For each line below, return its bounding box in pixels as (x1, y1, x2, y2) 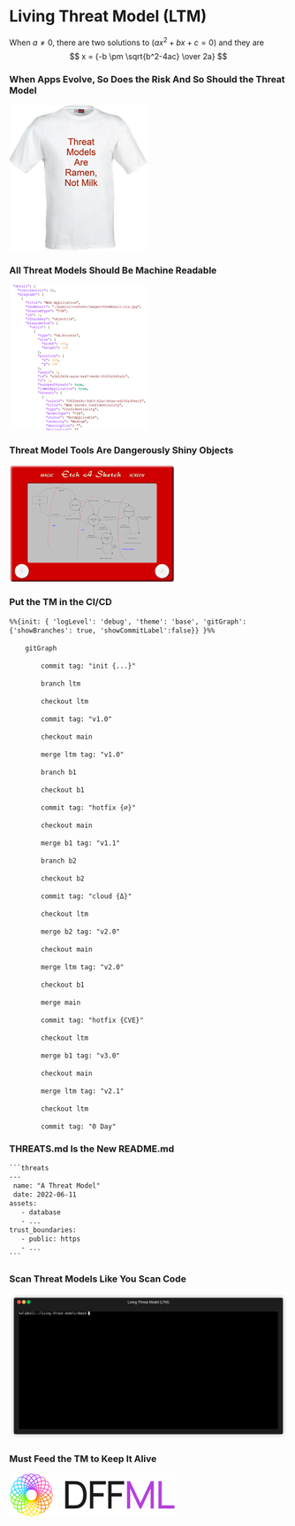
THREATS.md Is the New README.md (9, 1143, 175, 1155)
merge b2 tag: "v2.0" (41, 927, 121, 936)
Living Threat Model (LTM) (9, 6, 208, 27)
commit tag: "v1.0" (41, 715, 113, 724)
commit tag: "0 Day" (41, 1122, 117, 1131)
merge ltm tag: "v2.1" (41, 1087, 125, 1096)
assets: (9, 1199, 38, 1208)
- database (20, 1208, 62, 1217)
